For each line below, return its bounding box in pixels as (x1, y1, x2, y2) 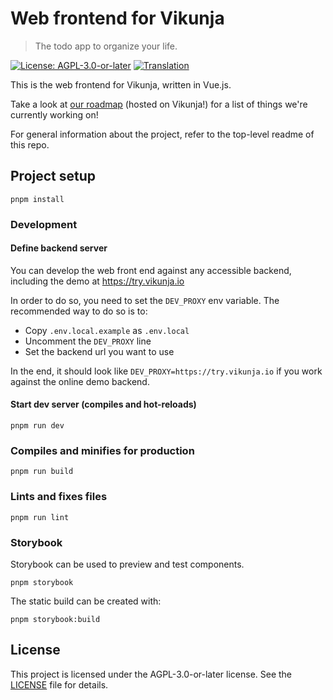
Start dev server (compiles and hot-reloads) (10, 398, 197, 411)
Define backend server (10, 242, 108, 254)
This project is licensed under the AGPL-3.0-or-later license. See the (10, 668, 293, 680)
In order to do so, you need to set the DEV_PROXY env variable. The (10, 294, 280, 306)
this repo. (10, 138, 50, 151)
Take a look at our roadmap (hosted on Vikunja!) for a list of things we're (10, 98, 308, 110)
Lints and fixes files (10, 490, 108, 504)
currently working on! (10, 108, 99, 121)
